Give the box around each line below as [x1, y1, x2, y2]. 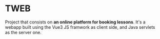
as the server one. [5, 29, 42, 35]
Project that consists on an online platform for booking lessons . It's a [5, 19, 146, 25]
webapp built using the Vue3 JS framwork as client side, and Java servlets [5, 24, 155, 30]
